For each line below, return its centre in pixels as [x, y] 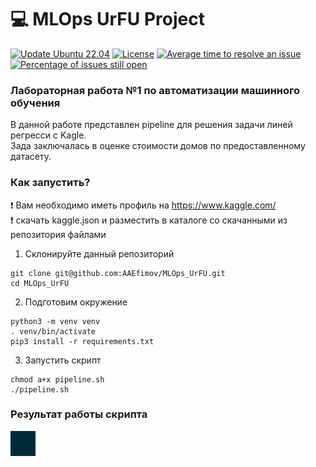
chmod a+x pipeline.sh [57, 379]
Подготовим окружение [76, 302]
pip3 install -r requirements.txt [82, 341]
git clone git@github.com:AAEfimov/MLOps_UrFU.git [118, 273]
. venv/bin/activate [53, 331]
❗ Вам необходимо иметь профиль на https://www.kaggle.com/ [143, 205]
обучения [35, 103]
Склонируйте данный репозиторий [99, 253]
